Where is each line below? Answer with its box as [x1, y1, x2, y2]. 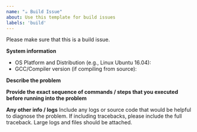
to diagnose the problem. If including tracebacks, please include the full [6, 112, 182, 120]
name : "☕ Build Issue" [6, 8, 62, 15]
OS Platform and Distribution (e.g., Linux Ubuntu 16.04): [14, 59, 152, 66]
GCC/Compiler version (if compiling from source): [14, 65, 137, 73]
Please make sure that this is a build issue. [6, 36, 110, 43]
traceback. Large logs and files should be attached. [6, 119, 133, 126]
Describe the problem [6, 77, 61, 84]
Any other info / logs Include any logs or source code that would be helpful [6, 106, 192, 114]
